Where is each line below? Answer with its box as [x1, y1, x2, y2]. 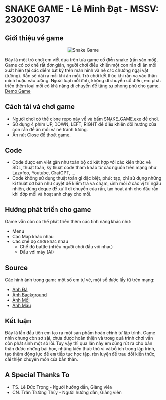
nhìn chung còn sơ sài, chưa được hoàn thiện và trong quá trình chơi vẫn [5, 335, 153, 341]
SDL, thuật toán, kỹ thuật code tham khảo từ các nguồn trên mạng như [12, 164, 157, 170]
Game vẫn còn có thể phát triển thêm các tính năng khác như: [5, 219, 131, 225]
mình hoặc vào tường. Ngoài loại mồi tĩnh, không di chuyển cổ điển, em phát [5, 78, 161, 83]
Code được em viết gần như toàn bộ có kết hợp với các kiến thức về [12, 159, 151, 165]
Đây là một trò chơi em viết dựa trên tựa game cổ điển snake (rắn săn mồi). [5, 57, 158, 63]
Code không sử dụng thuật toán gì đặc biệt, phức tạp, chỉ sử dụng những [12, 175, 162, 181]
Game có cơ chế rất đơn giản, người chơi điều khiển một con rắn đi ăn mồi [5, 62, 157, 68]
